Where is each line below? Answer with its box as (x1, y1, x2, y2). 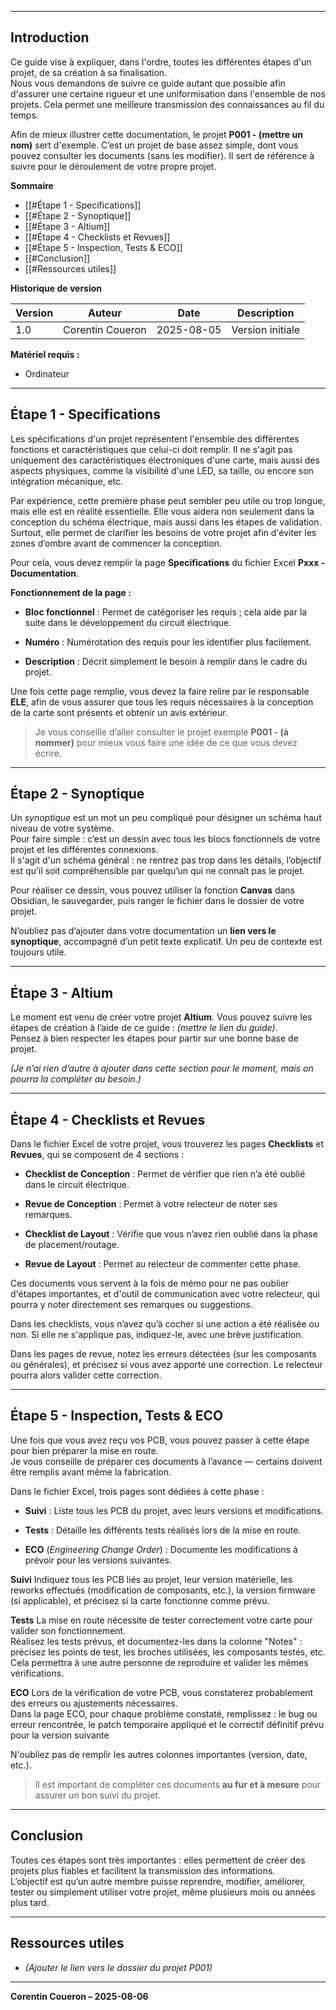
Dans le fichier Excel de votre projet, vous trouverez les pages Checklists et (10, 1138, 324, 1150)
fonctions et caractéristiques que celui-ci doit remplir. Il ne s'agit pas (10, 443, 293, 455)
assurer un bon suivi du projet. (34, 1789, 162, 1801)
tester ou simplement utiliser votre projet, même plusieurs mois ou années (10, 1886, 316, 1898)
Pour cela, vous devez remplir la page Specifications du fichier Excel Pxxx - (10, 556, 326, 568)
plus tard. (10, 1896, 50, 1908)
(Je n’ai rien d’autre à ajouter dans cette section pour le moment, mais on (10, 1062, 314, 1075)
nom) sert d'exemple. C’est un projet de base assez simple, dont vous (10, 139, 299, 151)
